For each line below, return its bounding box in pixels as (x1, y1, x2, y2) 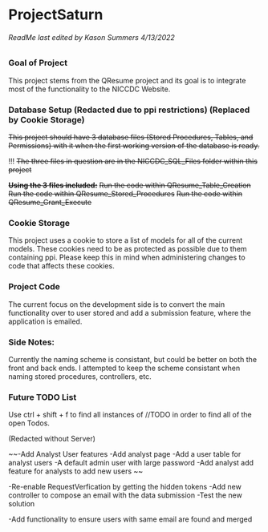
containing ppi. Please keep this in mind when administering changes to (8, 252, 246, 262)
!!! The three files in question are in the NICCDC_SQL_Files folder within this (8, 156, 258, 166)
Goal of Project (8, 58, 68, 69)
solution (8, 499, 35, 509)
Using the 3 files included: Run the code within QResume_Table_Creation (8, 180, 251, 190)
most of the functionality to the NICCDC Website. (8, 84, 171, 94)
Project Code (8, 281, 60, 292)
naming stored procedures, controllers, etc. (8, 371, 152, 381)
